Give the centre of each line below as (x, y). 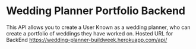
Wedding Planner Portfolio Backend (96, 11)
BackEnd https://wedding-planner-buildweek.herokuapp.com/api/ (87, 40)
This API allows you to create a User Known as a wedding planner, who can (98, 27)
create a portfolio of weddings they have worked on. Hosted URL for (90, 33)
